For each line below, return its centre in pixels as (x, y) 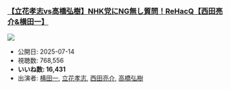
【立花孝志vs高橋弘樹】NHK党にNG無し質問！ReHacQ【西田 (111, 11)
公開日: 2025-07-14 (46, 52)
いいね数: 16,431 (41, 69)
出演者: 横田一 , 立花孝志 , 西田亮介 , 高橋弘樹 (80, 78)
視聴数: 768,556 (41, 61)
